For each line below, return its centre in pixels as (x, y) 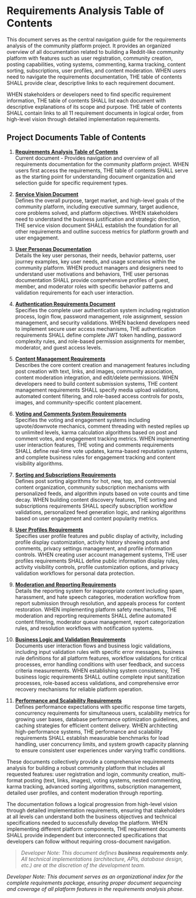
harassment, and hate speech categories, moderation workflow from (97, 597)
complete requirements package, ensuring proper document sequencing (94, 883)
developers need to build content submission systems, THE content (96, 383)
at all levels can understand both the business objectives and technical (92, 816)
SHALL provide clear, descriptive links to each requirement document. (91, 83)
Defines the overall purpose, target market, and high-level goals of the (99, 200)
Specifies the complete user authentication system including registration (102, 310)
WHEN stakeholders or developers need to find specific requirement (89, 94)
